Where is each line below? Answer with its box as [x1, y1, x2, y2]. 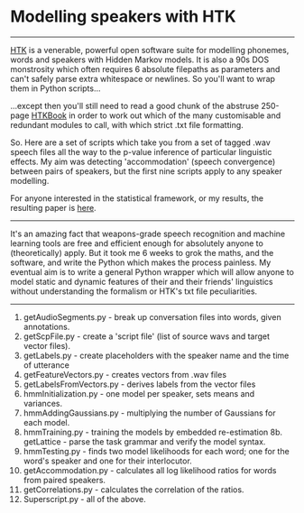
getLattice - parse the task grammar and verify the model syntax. [23, 435, 266, 447]
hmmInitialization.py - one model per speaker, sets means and [23, 388, 255, 398]
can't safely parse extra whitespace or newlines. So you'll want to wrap [10, 73, 276, 84]
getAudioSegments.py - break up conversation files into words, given [23, 311, 282, 322]
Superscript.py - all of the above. [23, 493, 147, 504]
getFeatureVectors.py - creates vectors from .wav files [23, 369, 227, 380]
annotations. [23, 321, 70, 332]
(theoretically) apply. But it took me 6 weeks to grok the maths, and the [10, 247, 274, 258]
